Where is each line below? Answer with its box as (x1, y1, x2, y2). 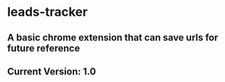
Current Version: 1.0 (7, 65, 97, 77)
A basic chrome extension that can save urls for (7, 32, 219, 43)
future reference (7, 42, 81, 54)
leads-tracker (7, 4, 88, 20)
